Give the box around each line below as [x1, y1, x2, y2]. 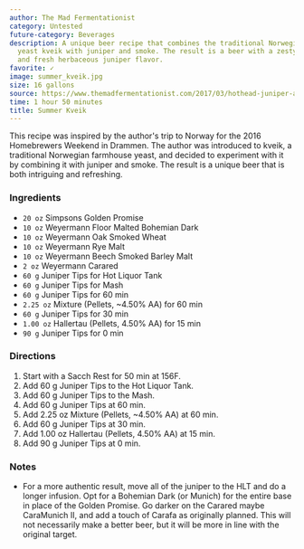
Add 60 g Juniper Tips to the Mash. [22, 390, 156, 401]
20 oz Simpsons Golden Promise [22, 212, 144, 222]
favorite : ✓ [9, 64, 54, 73]
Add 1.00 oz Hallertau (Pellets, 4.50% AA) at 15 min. [22, 428, 215, 439]
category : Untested [9, 22, 83, 31]
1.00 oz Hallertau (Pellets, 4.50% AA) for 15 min [22, 317, 202, 328]
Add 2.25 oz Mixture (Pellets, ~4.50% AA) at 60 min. [22, 409, 219, 420]
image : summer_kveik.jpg [9, 72, 103, 81]
